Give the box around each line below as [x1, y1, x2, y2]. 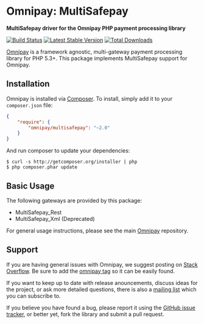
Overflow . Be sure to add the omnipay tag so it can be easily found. [6, 267, 175, 275]
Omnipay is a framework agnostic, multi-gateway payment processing [6, 48, 183, 56]
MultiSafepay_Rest [15, 209, 62, 216]
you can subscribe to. [6, 292, 61, 300]
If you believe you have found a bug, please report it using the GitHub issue [6, 304, 196, 311]
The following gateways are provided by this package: [6, 196, 142, 204]
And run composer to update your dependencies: [6, 147, 130, 154]
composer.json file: [6, 101, 53, 109]
